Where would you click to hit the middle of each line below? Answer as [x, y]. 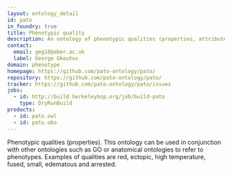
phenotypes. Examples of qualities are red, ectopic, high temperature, [106, 156]
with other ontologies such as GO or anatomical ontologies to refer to [105, 150]
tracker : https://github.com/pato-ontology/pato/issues [89, 84]
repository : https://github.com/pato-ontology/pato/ [85, 78]
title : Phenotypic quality [46, 33]
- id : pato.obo [35, 122]
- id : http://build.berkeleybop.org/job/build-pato [89, 97]
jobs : [15, 90]
